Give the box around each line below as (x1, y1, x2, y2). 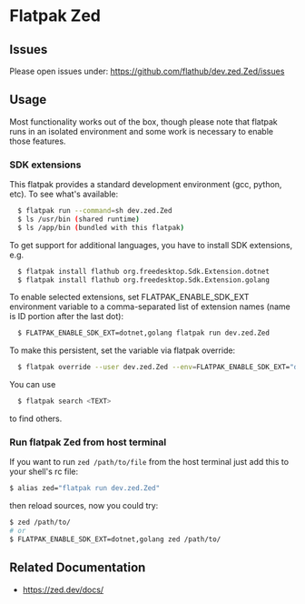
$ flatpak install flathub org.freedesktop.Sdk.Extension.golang (17, 275, 271, 285)
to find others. (9, 413, 63, 424)
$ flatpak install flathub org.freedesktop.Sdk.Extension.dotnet (17, 267, 271, 276)
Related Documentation (9, 560, 146, 576)
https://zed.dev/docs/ (22, 584, 104, 595)
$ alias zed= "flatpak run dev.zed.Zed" (9, 484, 161, 493)
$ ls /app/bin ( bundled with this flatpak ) (17, 223, 184, 232)
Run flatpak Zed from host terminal (9, 436, 167, 448)
